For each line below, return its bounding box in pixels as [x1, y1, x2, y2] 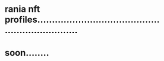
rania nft [4, 3, 40, 15]
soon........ [4, 47, 49, 59]
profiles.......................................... [4, 14, 160, 25]
